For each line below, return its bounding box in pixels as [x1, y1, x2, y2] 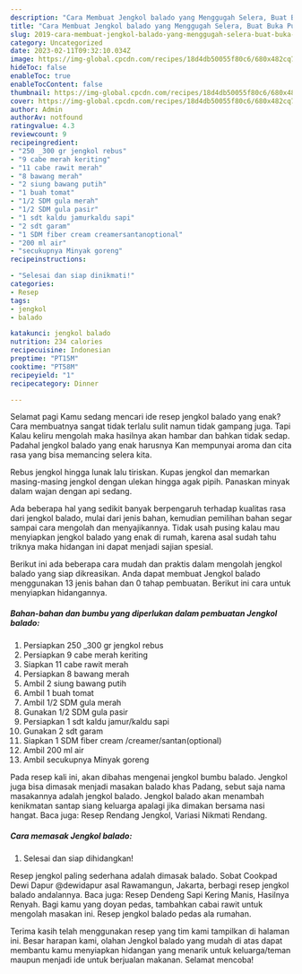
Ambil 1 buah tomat [22, 688, 95, 699]
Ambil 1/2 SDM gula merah [22, 697, 122, 709]
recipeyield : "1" [10, 370, 75, 379]
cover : [10, 96, 35, 106]
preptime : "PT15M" [10, 354, 79, 363]
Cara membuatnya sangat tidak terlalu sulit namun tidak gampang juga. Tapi [10, 421, 291, 431]
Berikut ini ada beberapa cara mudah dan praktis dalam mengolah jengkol [10, 559, 283, 570]
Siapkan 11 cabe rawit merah [22, 659, 129, 670]
